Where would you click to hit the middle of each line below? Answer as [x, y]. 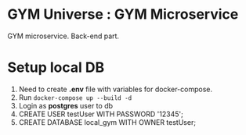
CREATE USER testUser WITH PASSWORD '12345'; [101, 114]
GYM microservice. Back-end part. [63, 36]
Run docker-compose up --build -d [75, 97]
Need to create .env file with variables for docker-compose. [116, 89]
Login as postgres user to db [66, 105]
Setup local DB [56, 67]
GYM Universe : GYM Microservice [123, 14]
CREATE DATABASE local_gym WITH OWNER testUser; [107, 122]
